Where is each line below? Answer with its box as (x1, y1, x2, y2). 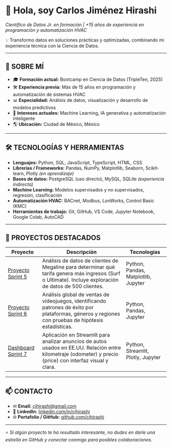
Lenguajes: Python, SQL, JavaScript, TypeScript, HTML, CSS (12, 159, 142, 165)
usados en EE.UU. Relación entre (42, 344, 121, 351)
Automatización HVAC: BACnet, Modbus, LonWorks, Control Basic (12, 197, 155, 204)
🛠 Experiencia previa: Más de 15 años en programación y (12, 84, 136, 90)
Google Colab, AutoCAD (12, 214, 64, 220)
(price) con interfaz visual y (42, 357, 109, 364)
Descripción (66, 248, 97, 255)
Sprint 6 (8, 310, 27, 317)
